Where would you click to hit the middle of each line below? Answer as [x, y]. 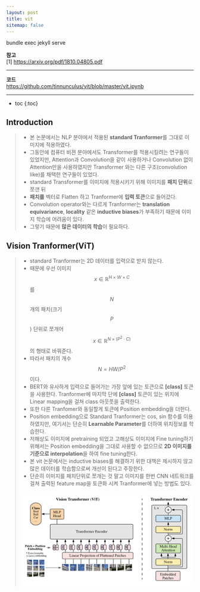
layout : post [22, 13]
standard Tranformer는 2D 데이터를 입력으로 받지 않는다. [96, 261]
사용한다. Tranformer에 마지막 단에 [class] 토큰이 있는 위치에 [108, 394]
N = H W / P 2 [112, 368]
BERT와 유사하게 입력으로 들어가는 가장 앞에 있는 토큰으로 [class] [106, 387]
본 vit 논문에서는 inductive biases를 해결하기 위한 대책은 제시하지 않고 [111, 461]
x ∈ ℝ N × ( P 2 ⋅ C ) [112, 339]
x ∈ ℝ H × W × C [112, 278]
